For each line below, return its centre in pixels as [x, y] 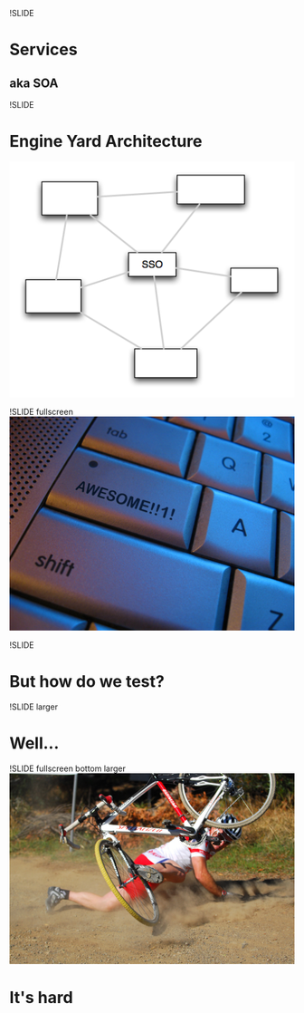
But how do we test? [87, 682]
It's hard [42, 998]
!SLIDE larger [34, 707]
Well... [34, 743]
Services [44, 50]
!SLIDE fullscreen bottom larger [68, 768]
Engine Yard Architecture [106, 142]
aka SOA [34, 83]
